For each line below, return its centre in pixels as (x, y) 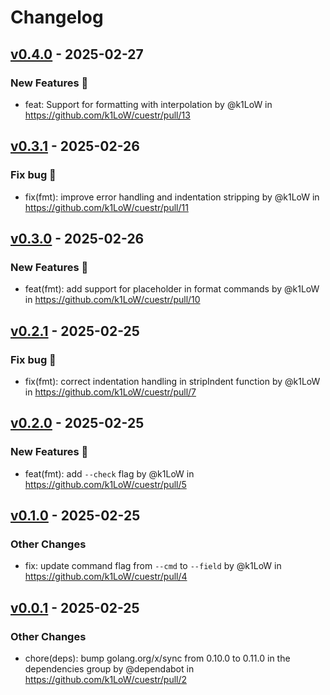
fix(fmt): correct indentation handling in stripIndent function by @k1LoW (172, 381)
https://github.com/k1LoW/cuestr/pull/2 (106, 679)
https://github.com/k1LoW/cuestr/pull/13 (107, 115)
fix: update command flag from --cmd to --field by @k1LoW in (153, 566)
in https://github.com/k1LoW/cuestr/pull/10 (112, 300)
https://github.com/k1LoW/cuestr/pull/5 (105, 484)
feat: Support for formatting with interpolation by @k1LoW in (148, 104)
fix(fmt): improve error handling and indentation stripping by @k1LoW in (172, 197)
